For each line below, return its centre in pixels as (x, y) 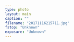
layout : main (18, 14)
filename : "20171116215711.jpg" (37, 23)
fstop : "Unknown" (22, 28)
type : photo (17, 9)
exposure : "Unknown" (26, 32)
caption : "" (17, 18)
